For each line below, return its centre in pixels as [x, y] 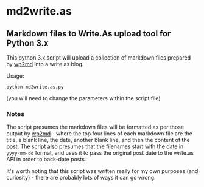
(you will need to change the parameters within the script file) [83, 98]
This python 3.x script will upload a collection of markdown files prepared [98, 58]
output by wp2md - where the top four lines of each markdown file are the [100, 134]
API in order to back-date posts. [46, 160]
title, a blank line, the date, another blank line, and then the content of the [98, 140]
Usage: [15, 76]
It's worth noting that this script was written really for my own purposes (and [102, 171]
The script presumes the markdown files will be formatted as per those [95, 127]
